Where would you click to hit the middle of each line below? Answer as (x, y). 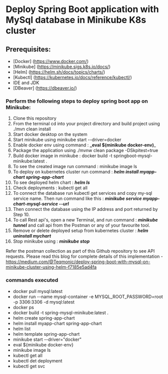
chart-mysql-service (35, 204)
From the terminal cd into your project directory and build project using (87, 124)
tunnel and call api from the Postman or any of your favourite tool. (81, 226)
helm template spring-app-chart (46, 334)
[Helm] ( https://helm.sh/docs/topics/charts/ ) (59, 72)
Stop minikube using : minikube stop (51, 241)
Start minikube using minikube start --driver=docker (67, 140)
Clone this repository (35, 118)
